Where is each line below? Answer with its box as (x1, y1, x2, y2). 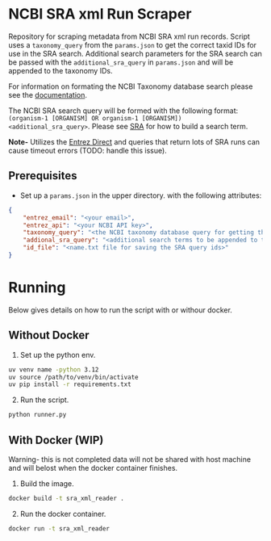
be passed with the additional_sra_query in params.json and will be (8, 57, 234, 67)
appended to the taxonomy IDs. (8, 65, 113, 75)
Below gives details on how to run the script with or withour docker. (8, 304, 232, 315)
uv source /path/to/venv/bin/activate (8, 373, 139, 381)
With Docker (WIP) (8, 433, 104, 447)
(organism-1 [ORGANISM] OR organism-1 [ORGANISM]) (8, 114, 182, 122)
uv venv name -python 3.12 (8, 365, 99, 374)
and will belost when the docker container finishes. (8, 463, 178, 472)
